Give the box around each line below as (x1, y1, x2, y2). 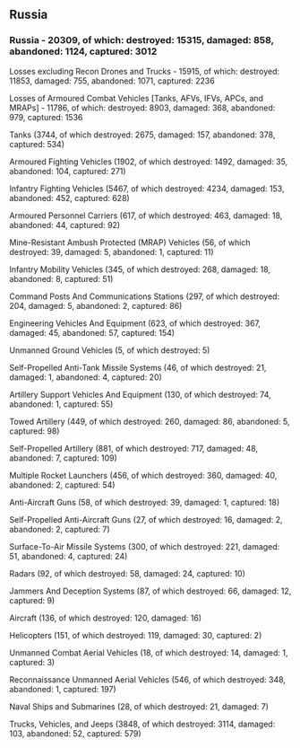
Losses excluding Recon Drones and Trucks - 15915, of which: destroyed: (9, 66, 280, 76)
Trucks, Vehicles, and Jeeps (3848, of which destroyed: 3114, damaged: (9, 718, 276, 729)
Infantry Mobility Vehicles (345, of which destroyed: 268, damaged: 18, (9, 264, 271, 275)
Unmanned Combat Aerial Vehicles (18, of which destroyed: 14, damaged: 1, (9, 647, 288, 658)
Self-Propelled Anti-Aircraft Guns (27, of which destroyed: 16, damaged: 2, (9, 514, 284, 524)
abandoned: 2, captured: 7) (9, 524, 110, 534)
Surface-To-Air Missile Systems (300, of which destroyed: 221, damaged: (9, 541, 280, 551)
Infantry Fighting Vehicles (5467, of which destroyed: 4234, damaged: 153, (9, 183, 285, 194)
